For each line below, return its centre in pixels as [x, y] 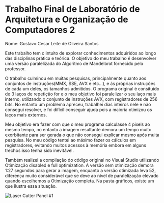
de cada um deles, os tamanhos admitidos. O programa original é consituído [82, 88]
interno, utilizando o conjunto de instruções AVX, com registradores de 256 [82, 99]
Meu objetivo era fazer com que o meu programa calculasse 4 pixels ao [78, 124]
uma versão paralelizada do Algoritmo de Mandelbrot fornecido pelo [74, 63]
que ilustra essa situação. [31, 186]
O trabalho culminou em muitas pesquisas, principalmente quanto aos [76, 78]
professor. [15, 69]
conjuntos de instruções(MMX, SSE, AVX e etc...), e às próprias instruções [80, 83]
